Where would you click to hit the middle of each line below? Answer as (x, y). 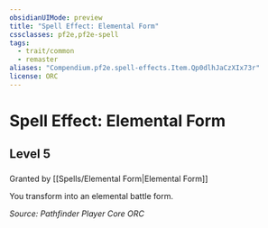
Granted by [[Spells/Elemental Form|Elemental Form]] (109, 179)
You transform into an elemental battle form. (92, 196)
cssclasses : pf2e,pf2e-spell (64, 34)
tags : (19, 43)
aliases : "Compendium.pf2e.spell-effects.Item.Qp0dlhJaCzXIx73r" (134, 68)
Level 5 (30, 154)
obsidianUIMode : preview (56, 18)
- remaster (38, 59)
